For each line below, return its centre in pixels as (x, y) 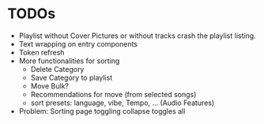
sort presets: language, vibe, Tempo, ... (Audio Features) (123, 103)
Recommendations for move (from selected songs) (113, 94)
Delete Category (57, 69)
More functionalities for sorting (69, 61)
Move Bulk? (49, 86)
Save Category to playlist (71, 77)
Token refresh (41, 52)
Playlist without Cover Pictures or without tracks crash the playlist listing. (137, 36)
